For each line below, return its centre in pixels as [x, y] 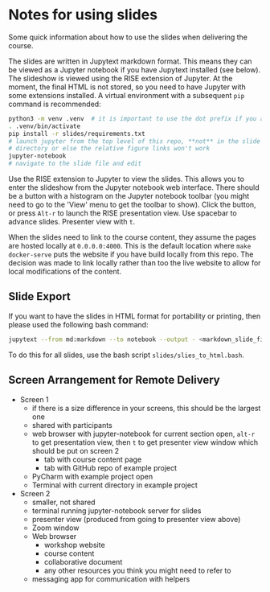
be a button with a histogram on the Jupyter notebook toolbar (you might [129, 196]
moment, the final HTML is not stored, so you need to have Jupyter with [127, 87]
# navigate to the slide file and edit [75, 164]
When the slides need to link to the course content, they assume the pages [132, 237]
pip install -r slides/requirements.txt [77, 134]
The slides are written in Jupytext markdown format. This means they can [130, 61]
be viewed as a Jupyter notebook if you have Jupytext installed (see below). [135, 69]
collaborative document [83, 561]
